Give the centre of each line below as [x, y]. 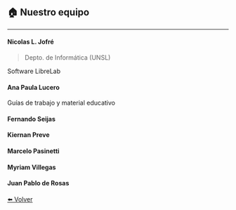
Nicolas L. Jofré [31, 42]
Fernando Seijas [32, 119]
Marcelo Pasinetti [33, 151]
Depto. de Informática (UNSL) [67, 58]
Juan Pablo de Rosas [38, 183]
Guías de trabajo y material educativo [61, 103]
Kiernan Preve [28, 135]
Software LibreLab [34, 71]
